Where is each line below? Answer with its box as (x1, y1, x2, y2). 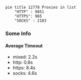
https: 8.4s (12, 65, 36, 71)
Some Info (5, 30, 32, 37)
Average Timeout (5, 42, 43, 48)
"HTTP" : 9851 (14, 9, 44, 14)
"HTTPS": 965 (14, 14, 42, 19)
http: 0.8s (12, 59, 33, 66)
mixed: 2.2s (12, 54, 37, 60)
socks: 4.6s (12, 70, 37, 76)
